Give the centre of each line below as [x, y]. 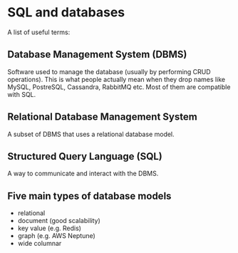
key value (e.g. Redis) [50, 228]
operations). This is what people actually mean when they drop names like [117, 79]
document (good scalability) [59, 221]
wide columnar [40, 244]
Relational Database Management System [102, 117]
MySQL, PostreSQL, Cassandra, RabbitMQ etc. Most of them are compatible [119, 87]
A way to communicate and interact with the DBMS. [83, 174]
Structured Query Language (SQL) [85, 156]
